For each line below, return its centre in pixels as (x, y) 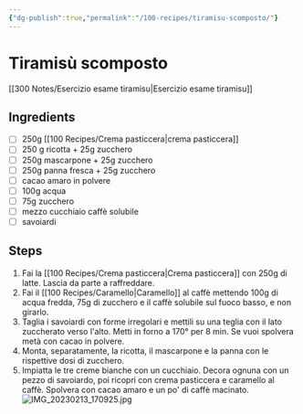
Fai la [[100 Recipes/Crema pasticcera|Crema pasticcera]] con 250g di (155, 273)
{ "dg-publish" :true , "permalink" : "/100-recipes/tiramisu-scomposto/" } (144, 18)
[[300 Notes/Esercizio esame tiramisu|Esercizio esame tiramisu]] (131, 89)
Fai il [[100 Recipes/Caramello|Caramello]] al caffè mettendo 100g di (150, 292)
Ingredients (42, 117)
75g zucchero (48, 201)
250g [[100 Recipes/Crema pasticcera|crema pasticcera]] (130, 139)
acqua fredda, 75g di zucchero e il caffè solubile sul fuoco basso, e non (157, 302)
